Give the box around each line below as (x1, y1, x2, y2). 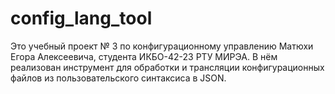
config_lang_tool (10, 7, 153, 30)
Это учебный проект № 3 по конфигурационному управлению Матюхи (10, 40, 314, 52)
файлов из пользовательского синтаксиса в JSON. (10, 72, 227, 84)
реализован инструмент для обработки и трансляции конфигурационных (10, 61, 325, 73)
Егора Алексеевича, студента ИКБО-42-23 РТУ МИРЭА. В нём (10, 50, 278, 62)
